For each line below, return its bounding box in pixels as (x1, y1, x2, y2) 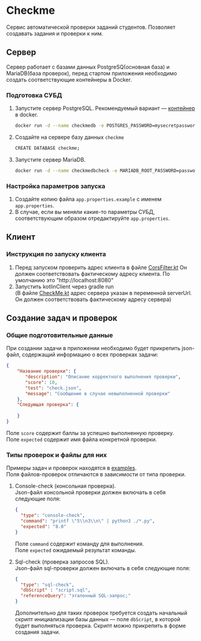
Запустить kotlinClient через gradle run (14, 283, 114, 290)
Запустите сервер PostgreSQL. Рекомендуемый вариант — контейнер (14, 105, 196, 112)
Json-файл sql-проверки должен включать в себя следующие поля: (14, 564, 191, 571)
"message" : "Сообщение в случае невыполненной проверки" (25, 390, 170, 396)
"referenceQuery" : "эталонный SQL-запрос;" (20, 593, 131, 599)
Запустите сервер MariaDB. (14, 156, 86, 163)
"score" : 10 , (25, 379, 58, 385)
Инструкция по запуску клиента (6, 250, 106, 258)
